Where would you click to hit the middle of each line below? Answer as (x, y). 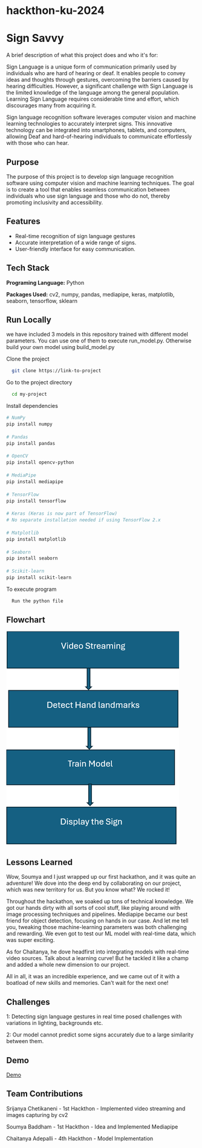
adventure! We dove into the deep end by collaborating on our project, (94, 883)
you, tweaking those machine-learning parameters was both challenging (97, 927)
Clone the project (28, 359)
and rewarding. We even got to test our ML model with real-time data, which (101, 933)
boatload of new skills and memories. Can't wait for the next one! (87, 983)
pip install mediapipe (35, 482)
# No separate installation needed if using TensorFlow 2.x (84, 520)
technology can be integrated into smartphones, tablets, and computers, (96, 130)
